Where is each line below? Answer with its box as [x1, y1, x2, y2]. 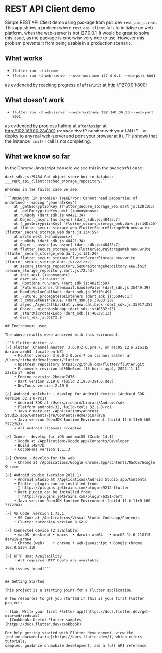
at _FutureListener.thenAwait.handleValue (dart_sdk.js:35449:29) [14, 285, 151, 290]
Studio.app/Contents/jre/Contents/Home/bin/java [5, 413, 105, 418]
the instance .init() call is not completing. [5, 138, 91, 144]
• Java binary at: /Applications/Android [14, 409, 98, 414]
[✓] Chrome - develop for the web [5, 456, 75, 461]
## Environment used [5, 324, 47, 329]
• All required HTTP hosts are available [14, 558, 98, 563]
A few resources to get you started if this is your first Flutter [5, 597, 145, 601]
